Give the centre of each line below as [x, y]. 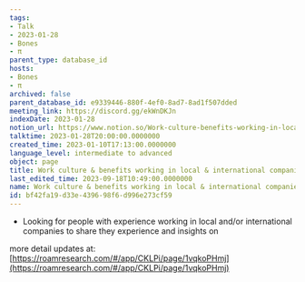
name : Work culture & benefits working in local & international [135, 187]
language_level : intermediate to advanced [91, 153]
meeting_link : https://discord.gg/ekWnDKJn [93, 111]
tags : [20, 18]
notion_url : [32, 128]
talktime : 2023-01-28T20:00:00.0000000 [85, 136]
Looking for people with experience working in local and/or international [157, 221]
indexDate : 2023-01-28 [52, 119]
